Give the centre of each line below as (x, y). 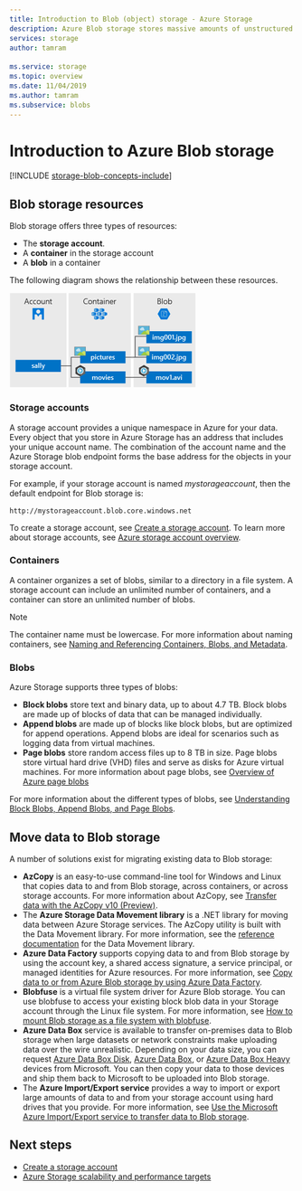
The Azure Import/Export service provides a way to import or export (151, 1087)
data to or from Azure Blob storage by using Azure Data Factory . (142, 982)
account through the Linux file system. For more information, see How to (158, 1011)
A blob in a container (61, 263)
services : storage (44, 38)
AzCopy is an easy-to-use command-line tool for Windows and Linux (152, 876)
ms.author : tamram (44, 95)
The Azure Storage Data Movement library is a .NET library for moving (155, 914)
